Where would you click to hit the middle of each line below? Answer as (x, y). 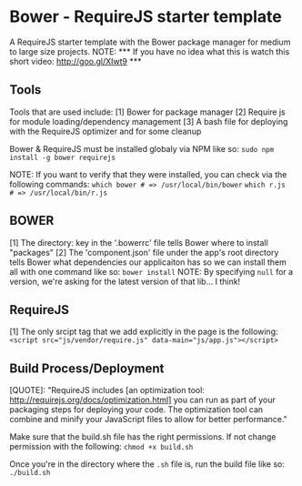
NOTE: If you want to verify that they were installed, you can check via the (148, 174)
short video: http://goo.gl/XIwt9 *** (76, 61)
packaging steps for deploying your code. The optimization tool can (136, 410)
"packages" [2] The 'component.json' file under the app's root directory (144, 252)
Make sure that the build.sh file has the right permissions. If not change (143, 437)
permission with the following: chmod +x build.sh (101, 447)
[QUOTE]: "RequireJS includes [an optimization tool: (107, 390)
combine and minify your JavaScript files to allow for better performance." (149, 420)
